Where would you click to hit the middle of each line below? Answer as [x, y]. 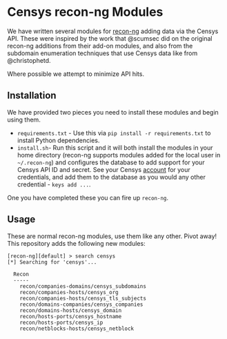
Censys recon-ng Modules [85, 12]
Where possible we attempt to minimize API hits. [76, 74]
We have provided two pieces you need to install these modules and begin [113, 112]
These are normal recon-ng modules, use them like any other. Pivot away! [112, 236]
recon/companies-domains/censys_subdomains [83, 286]
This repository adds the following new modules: [77, 243]
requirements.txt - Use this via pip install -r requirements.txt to [114, 133]
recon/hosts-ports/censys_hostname [71, 316]
